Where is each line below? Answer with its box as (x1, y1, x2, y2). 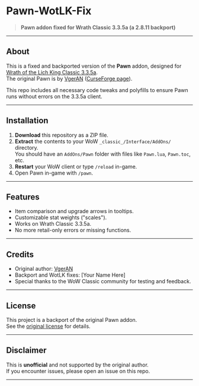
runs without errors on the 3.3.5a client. (6, 93, 102, 100)
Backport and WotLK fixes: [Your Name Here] (14, 271, 126, 279)
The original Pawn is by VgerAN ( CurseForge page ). (6, 75, 133, 82)
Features (6, 192, 40, 202)
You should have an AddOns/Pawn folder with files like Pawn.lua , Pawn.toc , (14, 150, 191, 157)
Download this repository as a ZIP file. (14, 131, 108, 138)
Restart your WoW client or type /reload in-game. (14, 163, 137, 170)
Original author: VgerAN (14, 265, 73, 273)
